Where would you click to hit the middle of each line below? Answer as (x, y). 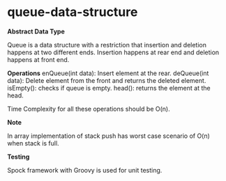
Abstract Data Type (36, 31)
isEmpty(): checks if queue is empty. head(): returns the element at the (109, 88)
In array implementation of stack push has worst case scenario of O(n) (109, 136)
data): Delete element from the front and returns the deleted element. (107, 80)
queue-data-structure (73, 12)
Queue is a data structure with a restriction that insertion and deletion (107, 45)
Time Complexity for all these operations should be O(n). (89, 109)
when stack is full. (33, 143)
